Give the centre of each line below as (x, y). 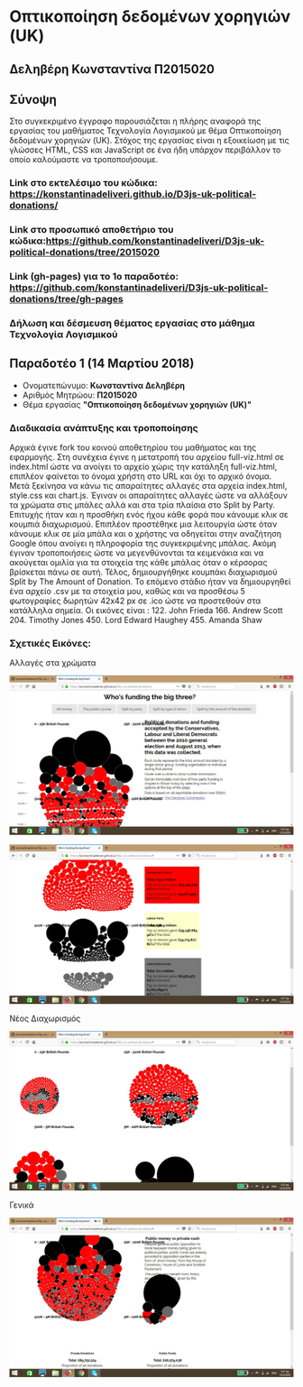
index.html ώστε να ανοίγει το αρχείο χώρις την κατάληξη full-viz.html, (143, 467)
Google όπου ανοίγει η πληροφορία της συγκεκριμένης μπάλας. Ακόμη (143, 544)
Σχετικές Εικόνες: (50, 644)
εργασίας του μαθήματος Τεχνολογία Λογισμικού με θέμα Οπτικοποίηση (145, 131)
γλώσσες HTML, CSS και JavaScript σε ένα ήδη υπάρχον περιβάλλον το (145, 150)
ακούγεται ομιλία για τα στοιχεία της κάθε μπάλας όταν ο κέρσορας (138, 563)
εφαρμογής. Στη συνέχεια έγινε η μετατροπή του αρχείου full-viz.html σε (147, 457)
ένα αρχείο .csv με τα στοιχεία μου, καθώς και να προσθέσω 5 (128, 592)
